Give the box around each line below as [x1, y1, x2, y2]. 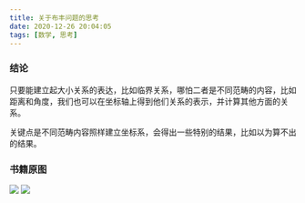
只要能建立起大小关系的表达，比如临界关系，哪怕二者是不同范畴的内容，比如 [9, 84, 297, 96]
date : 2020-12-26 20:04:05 [9, 22, 112, 31]
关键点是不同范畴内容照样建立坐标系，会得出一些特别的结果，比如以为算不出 [9, 127, 297, 137]
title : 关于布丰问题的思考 [9, 13, 100, 23]
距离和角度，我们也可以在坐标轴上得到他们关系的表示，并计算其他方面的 [9, 96, 280, 107]
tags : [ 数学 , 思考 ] [9, 30, 78, 39]
